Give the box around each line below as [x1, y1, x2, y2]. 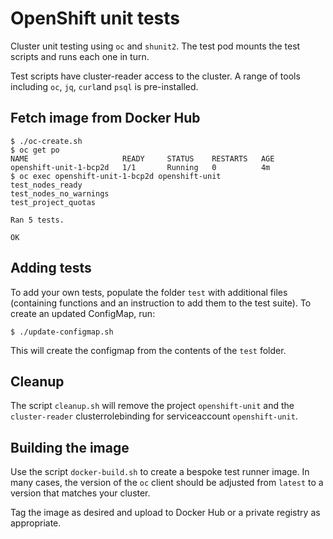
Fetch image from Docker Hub [10, 110, 201, 127]
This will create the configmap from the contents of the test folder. [10, 344, 287, 356]
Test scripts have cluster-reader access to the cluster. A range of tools [10, 70, 301, 82]
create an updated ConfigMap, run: [10, 307, 156, 319]
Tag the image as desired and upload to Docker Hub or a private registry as [10, 507, 321, 519]
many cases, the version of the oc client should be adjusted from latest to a [10, 477, 324, 489]
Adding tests [10, 260, 92, 277]
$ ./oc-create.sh [10, 136, 83, 146]
